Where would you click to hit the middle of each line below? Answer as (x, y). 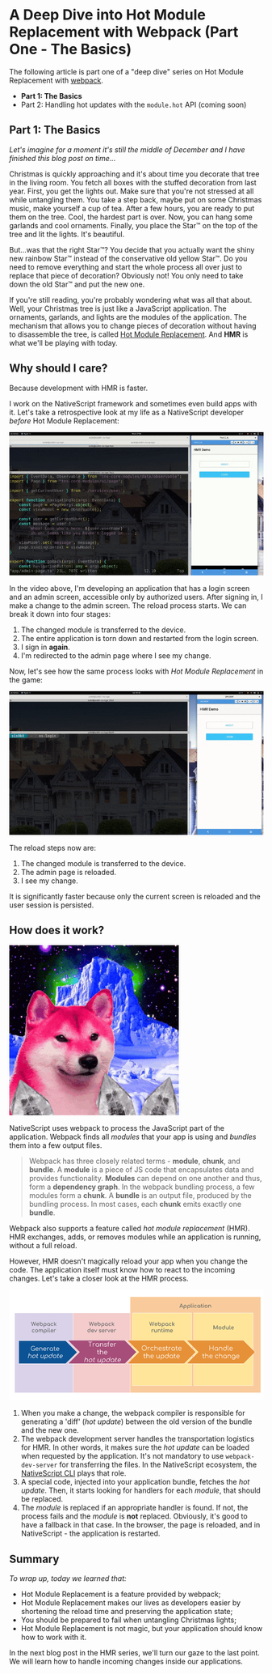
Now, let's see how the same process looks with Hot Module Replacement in (136, 671)
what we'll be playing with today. (63, 342)
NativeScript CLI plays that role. (73, 1473)
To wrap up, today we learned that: (68, 1578)
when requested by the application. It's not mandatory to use (122, 1456)
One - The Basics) (71, 49)
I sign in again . (46, 647)
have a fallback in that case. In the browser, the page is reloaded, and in (140, 1525)
